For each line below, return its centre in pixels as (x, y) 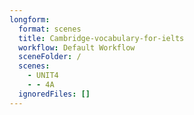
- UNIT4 (43, 76)
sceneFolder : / (50, 57)
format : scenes (50, 29)
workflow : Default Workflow (77, 47)
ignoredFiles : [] (54, 94)
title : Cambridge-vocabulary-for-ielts (101, 38)
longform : (30, 19)
